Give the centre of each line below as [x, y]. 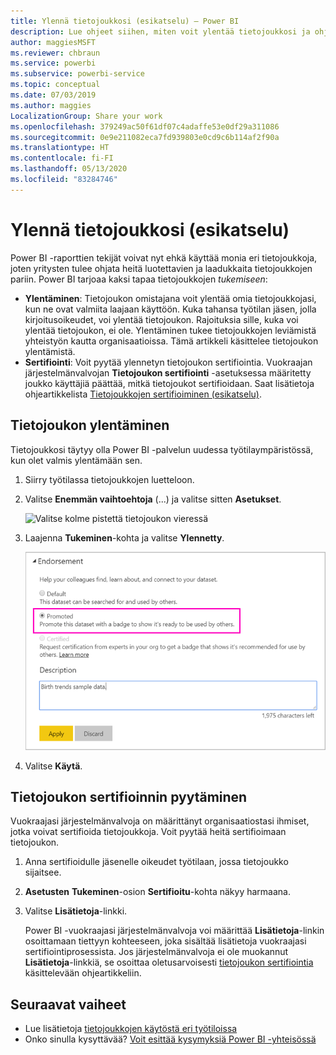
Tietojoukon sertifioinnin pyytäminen [129, 797]
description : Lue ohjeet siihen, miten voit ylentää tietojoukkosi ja [160, 31]
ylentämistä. [50, 351]
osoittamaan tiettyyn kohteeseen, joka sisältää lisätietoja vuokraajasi [165, 941]
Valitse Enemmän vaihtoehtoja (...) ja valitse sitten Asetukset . [153, 499]
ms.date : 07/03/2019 [53, 95]
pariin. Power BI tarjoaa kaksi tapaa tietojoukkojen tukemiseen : [139, 279]
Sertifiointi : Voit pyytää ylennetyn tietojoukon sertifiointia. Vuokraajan [168, 362]
